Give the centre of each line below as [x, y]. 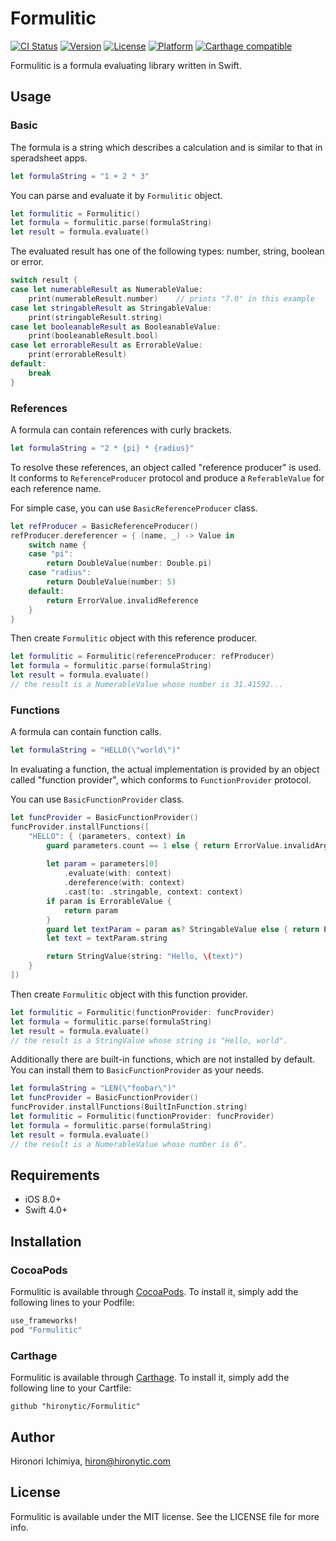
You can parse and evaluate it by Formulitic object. [116, 195]
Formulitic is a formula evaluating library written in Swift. [126, 65]
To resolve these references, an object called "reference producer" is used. [166, 467]
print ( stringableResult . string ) [95, 317]
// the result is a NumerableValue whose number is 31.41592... [147, 685]
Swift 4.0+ [46, 1210]
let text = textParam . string [107, 938]
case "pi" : [51, 554]
